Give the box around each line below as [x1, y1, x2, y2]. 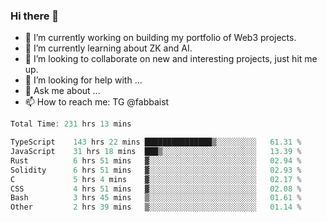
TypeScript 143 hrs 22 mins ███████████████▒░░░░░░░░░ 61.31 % [10, 137, 302, 148]
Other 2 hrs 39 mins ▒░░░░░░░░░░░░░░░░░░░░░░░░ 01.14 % [10, 202, 302, 213]
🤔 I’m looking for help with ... [24, 74, 143, 86]
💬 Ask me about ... [24, 85, 101, 97]
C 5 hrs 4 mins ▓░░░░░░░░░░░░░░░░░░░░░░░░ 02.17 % [10, 174, 302, 184]
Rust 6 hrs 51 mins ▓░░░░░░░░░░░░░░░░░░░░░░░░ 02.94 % [10, 155, 302, 166]
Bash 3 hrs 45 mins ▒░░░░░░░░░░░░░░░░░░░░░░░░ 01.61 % [10, 193, 302, 203]
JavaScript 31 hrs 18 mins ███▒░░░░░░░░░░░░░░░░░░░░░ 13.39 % [10, 147, 302, 157]
